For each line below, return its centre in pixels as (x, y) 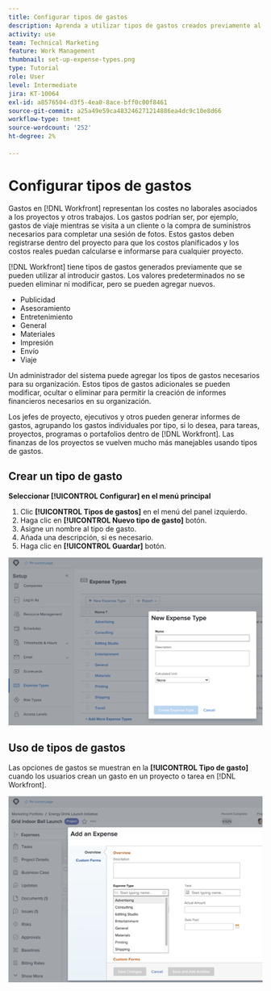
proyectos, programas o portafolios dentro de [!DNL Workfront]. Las (121, 434)
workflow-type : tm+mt (45, 120)
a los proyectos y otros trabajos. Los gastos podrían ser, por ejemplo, (124, 216)
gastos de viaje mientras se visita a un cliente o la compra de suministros (130, 225)
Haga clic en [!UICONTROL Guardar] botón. (93, 546)
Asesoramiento (45, 308)
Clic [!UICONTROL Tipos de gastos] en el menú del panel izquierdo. (133, 511)
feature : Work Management (52, 51)
